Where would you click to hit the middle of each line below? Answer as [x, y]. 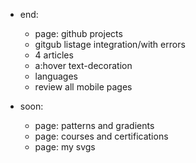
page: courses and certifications [101, 136]
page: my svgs [65, 147]
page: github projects [78, 33]
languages [56, 76]
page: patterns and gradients [94, 125]
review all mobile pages [83, 87]
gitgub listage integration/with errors [110, 44]
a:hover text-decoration [83, 65]
